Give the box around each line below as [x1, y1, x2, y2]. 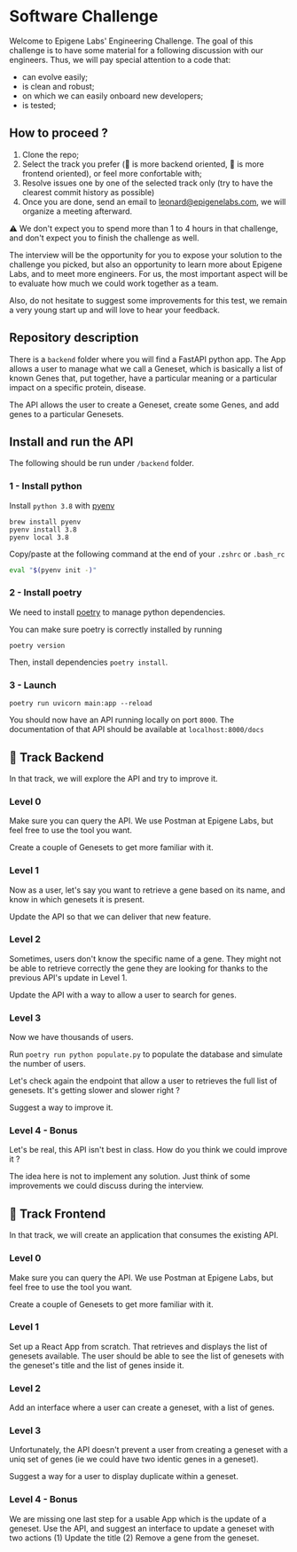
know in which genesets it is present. [9, 894, 145, 904]
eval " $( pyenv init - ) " [9, 565, 98, 574]
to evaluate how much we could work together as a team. [9, 278, 219, 288]
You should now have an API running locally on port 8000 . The [9, 714, 235, 725]
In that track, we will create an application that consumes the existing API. [9, 1230, 279, 1241]
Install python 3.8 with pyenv [9, 500, 115, 511]
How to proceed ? [9, 126, 108, 141]
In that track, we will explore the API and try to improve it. [9, 773, 219, 784]
